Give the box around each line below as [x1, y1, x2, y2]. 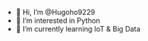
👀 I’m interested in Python [15, 16, 101, 25]
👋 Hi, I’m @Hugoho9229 [15, 8, 95, 17]
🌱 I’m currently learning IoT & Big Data [15, 24, 141, 33]
